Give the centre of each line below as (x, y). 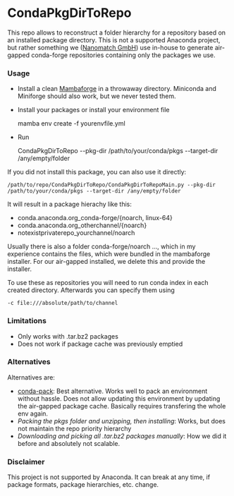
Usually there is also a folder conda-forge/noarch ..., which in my (101, 247)
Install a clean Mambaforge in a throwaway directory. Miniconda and (117, 89)
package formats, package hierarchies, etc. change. (83, 485)
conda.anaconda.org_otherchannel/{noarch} (82, 225)
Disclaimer (26, 461)
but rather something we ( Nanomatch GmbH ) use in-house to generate (110, 47)
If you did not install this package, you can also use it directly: (97, 172)
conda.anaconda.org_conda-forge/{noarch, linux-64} (95, 218)
